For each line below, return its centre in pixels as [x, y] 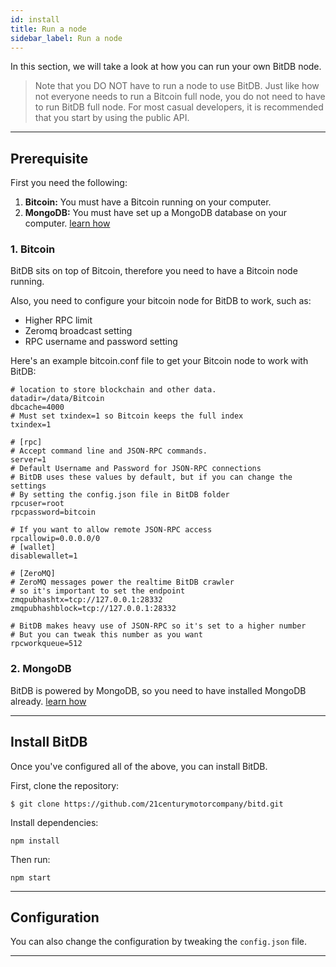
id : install [35, 19]
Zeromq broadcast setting [78, 331]
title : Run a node [48, 29]
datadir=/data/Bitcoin [57, 399]
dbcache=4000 [37, 407]
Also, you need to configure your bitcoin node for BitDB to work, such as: [161, 301]
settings [28, 486]
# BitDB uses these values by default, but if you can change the [151, 477]
